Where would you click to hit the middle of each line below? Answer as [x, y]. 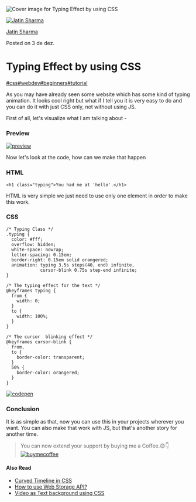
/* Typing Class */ [30, 229]
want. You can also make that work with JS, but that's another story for [92, 428]
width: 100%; [32, 316]
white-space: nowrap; [38, 250]
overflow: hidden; [34, 244]
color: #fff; [27, 239]
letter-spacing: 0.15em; [42, 255]
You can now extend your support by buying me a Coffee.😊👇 [95, 446]
